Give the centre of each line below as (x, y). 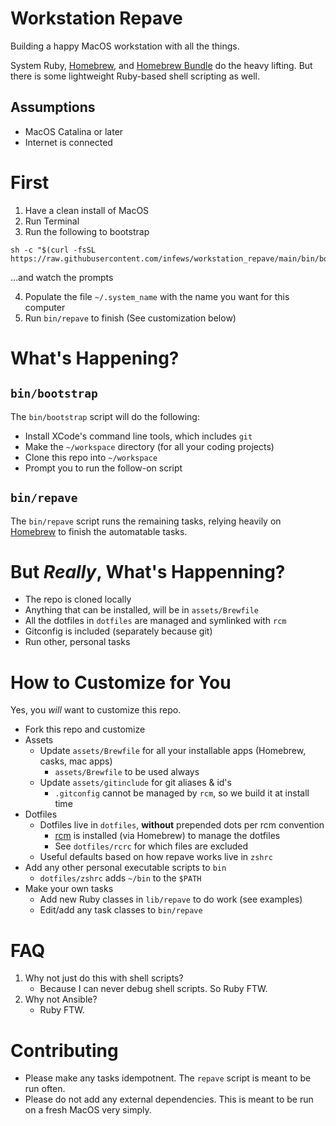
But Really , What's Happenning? (148, 571)
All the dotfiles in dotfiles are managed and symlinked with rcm (155, 621)
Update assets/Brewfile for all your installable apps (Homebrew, (173, 751)
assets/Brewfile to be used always (127, 772)
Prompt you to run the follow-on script (103, 468)
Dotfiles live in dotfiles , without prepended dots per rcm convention (182, 825)
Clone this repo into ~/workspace (91, 457)
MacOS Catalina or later (74, 131)
